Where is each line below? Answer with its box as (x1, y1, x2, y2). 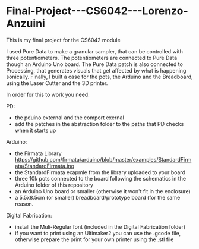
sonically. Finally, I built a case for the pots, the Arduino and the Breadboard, (6, 73, 193, 80)
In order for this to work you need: (6, 91, 90, 98)
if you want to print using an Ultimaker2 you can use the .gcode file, (14, 229, 181, 237)
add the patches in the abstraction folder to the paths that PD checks (14, 120, 184, 127)
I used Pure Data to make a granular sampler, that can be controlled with (6, 48, 183, 55)
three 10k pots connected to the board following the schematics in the (14, 175, 186, 182)
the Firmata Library (14, 150, 62, 157)
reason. (14, 200, 34, 207)
